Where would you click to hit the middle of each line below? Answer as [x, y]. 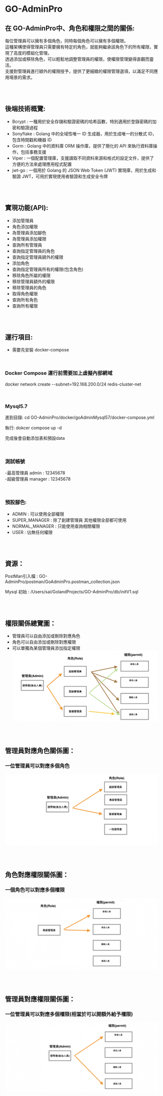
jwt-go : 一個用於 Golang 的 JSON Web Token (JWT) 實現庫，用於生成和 [84, 170]
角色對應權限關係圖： [37, 875]
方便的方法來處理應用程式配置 [42, 164]
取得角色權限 [25, 294]
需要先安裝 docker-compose [41, 350]
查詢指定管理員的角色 [33, 251]
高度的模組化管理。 [33, 53]
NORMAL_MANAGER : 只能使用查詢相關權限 [56, 526]
